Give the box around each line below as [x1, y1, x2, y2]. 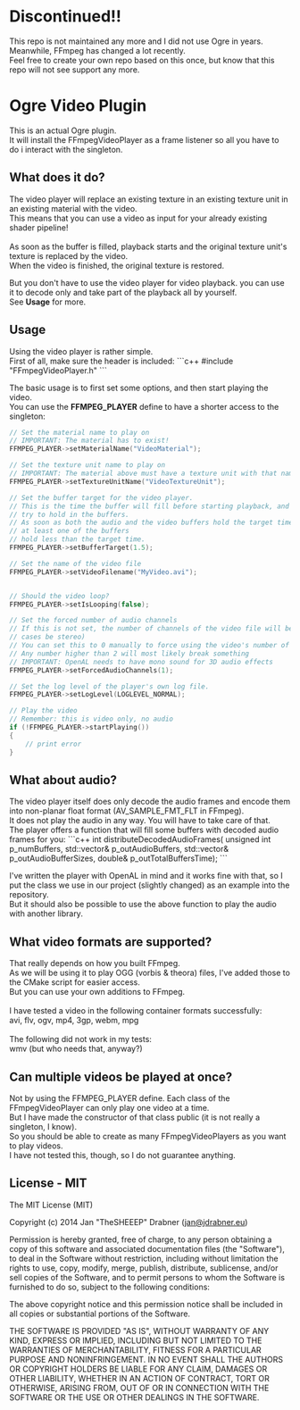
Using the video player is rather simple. [9, 346, 154, 356]
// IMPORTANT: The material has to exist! [9, 436, 170, 446]
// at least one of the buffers [9, 527, 129, 536]
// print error [25, 739, 82, 748]
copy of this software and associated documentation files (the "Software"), [9, 1243, 286, 1254]
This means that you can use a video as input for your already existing [9, 213, 268, 223]
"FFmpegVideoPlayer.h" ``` [9, 364, 107, 376]
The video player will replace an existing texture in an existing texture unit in [9, 194, 288, 204]
